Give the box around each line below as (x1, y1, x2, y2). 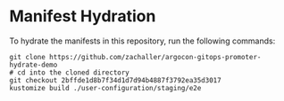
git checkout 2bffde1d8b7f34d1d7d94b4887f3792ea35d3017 (9, 75, 221, 85)
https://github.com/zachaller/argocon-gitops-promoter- (48, 52, 262, 61)
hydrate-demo (9, 60, 58, 69)
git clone (9, 52, 46, 61)
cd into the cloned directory (17, 68, 129, 77)
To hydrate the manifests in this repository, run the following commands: (9, 35, 276, 46)
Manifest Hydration (9, 6, 156, 27)
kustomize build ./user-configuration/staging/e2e (9, 83, 202, 92)
